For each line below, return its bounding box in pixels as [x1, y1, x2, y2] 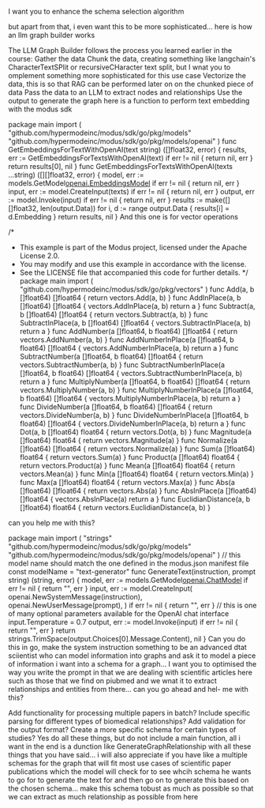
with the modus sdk [8, 104, 73, 114]
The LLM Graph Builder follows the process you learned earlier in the [8, 46, 233, 54]
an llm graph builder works [8, 31, 95, 39]
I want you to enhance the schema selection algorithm [8, 7, 185, 16]
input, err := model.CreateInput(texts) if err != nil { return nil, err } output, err [8, 187, 255, 196]
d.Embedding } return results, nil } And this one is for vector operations [8, 212, 239, 221]
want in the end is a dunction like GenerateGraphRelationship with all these [8, 742, 252, 751]
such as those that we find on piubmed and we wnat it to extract [8, 676, 217, 686]
